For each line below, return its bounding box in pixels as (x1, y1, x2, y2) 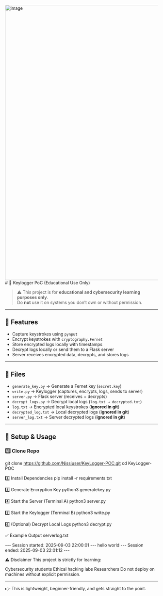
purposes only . (16, 295, 49, 300)
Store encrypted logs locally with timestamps (12, 341, 103, 347)
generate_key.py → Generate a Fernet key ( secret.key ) (12, 383, 122, 389)
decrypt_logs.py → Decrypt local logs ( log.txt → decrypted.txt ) (12, 398, 142, 404)
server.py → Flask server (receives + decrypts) (12, 393, 107, 399)
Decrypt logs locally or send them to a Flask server (12, 347, 114, 352)
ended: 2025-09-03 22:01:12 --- (5, 547, 70, 553)
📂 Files (5, 370, 26, 379)
